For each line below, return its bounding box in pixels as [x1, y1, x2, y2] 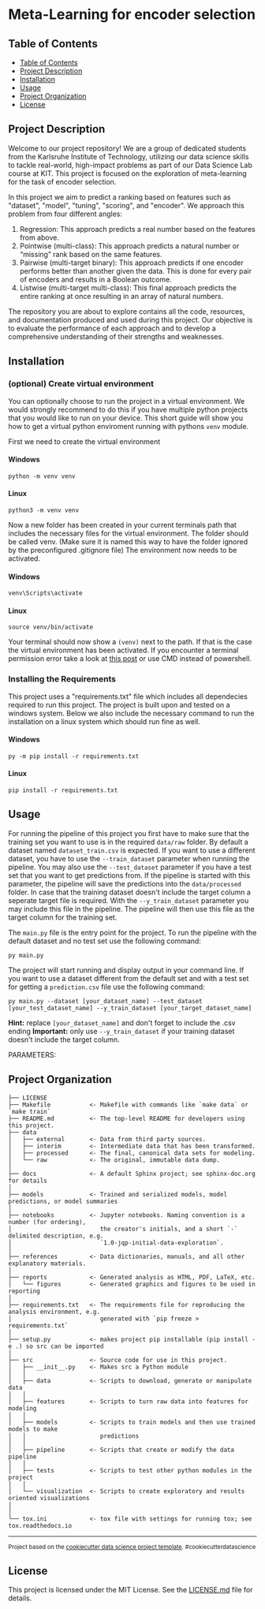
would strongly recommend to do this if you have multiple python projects [8, 405, 248, 414]
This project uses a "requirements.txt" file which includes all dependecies [8, 692, 248, 701]
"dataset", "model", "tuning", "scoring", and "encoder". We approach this [8, 200, 244, 210]
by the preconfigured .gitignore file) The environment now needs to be [8, 545, 237, 554]
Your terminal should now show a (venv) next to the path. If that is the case [8, 637, 252, 647]
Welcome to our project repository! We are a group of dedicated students [8, 144, 247, 153]
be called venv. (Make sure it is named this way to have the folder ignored [8, 536, 248, 546]
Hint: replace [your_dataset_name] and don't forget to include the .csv [8, 1017, 236, 1027]
